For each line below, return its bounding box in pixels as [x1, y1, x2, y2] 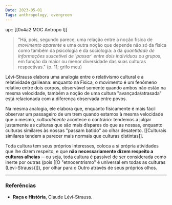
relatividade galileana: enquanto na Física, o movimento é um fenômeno [5, 79, 157, 85]
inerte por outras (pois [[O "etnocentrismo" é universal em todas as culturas [5, 159, 166, 165]
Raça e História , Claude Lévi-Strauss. [12, 194, 93, 200]
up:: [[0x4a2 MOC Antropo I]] [5, 26, 68, 32]
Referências [5, 182, 36, 189]
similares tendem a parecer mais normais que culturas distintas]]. [5, 133, 143, 139]
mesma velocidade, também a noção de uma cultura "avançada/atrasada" [5, 90, 162, 96]
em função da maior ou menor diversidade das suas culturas [17, 58, 146, 64]
